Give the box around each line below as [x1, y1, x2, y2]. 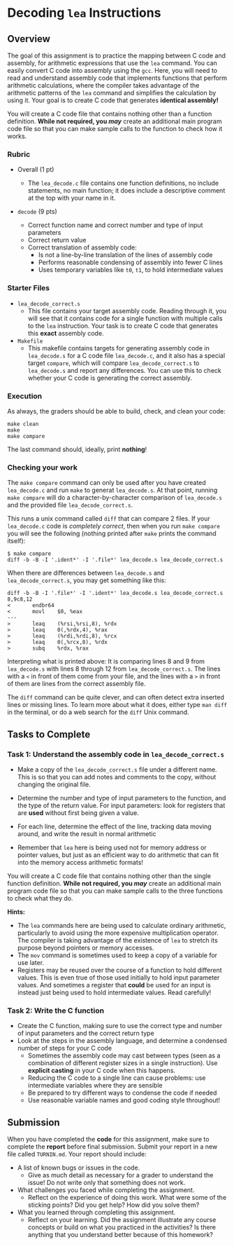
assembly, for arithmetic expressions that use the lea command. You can [7, 59, 218, 67]
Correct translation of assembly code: [27, 243, 138, 252]
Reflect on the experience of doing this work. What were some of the [27, 1193, 227, 1201]
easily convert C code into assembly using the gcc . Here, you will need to [7, 67, 218, 74]
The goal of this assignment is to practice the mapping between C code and [7, 51, 226, 60]
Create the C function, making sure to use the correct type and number [17, 1022, 222, 1030]
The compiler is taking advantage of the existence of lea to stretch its [17, 936, 218, 944]
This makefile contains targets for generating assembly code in [27, 343, 210, 352]
